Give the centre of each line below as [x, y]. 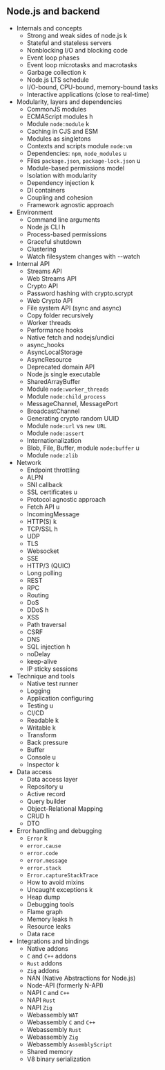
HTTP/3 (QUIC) [48, 565]
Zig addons [43, 970]
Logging [39, 691]
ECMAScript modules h [60, 116]
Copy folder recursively [60, 315]
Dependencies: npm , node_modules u [77, 153]
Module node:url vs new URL [67, 426]
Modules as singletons [59, 139]
